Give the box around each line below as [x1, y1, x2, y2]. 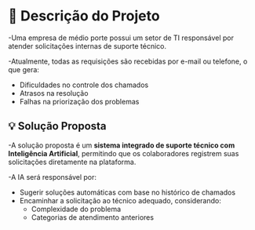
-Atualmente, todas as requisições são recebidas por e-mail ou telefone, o [8, 57, 248, 66]
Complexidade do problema [31, 204, 122, 214]
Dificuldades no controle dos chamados [19, 80, 149, 89]
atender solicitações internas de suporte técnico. [8, 41, 167, 50]
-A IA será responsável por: [8, 172, 97, 181]
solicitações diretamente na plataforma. [8, 157, 137, 166]
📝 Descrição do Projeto [8, 7, 160, 25]
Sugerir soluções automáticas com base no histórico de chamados [19, 188, 236, 197]
